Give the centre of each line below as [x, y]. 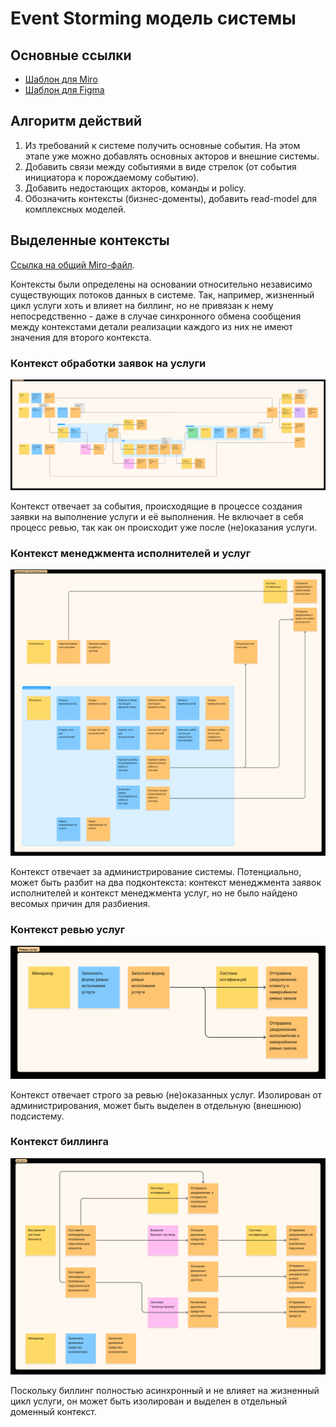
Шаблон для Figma [64, 90]
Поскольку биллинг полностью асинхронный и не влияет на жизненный [165, 1391]
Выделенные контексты [90, 240]
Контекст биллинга [59, 1142]
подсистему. [37, 1116]
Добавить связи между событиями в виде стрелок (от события [160, 166]
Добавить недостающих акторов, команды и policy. [135, 188]
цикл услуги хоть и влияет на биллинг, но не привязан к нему [142, 305]
